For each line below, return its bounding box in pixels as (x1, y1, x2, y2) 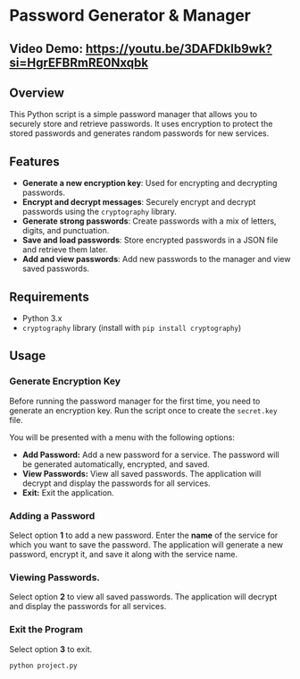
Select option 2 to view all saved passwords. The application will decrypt (9, 591, 278, 602)
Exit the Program (9, 624, 83, 636)
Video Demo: (9, 41, 83, 56)
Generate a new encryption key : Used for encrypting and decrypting (21, 178, 278, 189)
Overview (9, 85, 65, 100)
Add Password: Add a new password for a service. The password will (21, 449, 279, 460)
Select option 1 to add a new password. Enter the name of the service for (9, 530, 279, 540)
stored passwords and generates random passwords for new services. (9, 128, 270, 139)
